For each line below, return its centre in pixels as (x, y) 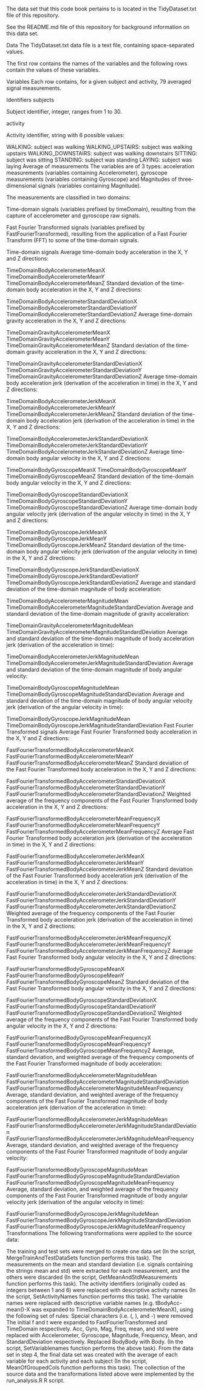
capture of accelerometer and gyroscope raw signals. (73, 216)
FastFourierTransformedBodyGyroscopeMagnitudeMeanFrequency (90, 1183)
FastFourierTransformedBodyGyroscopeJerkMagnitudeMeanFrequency (96, 1227)
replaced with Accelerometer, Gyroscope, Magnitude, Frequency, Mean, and (102, 1335)
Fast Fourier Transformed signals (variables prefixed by (76, 227)
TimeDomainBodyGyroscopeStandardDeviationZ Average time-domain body (102, 507)
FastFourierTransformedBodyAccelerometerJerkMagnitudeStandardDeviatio (101, 1126)
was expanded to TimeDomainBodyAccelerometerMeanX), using (112, 1309)
